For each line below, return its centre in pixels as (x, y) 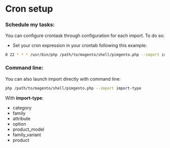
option (19, 124)
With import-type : (25, 98)
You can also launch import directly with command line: (63, 79)
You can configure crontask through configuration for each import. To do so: (85, 35)
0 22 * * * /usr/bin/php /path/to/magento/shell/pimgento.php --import (82, 55)
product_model (28, 129)
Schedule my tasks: (30, 25)
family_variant (27, 134)
